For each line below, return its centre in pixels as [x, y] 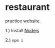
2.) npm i [14, 40]
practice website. [23, 21]
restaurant [27, 7]
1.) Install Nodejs [22, 30]
